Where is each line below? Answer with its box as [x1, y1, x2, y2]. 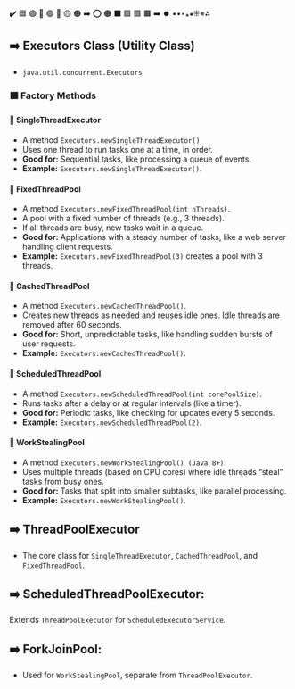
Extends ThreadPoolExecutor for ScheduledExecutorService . [9, 615, 226, 626]
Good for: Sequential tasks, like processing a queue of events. [21, 154, 252, 164]
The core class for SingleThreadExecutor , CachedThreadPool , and [21, 550, 258, 560]
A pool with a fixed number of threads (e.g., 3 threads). [21, 213, 225, 224]
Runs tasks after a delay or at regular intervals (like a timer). [21, 397, 242, 409]
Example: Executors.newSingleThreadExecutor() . [21, 162, 202, 173]
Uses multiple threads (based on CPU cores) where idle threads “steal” [21, 466, 283, 477]
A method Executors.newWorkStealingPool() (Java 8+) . [21, 457, 227, 468]
